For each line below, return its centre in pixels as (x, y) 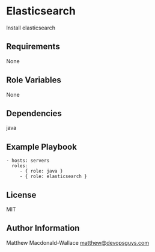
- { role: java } (41, 171)
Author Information (43, 228)
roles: (20, 166)
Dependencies (34, 113)
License (21, 195)
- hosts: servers (28, 161)
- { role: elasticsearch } (53, 177)
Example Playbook (41, 146)
